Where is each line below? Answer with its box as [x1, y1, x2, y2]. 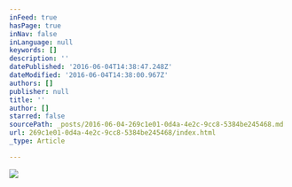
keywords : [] [9, 46, 58, 55]
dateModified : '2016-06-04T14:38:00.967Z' [9, 71, 169, 80]
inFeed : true [9, 12, 58, 22]
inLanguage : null [9, 37, 74, 47]
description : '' [9, 54, 69, 63]
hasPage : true [9, 21, 62, 30]
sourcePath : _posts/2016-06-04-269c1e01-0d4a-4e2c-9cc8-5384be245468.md [9, 121, 284, 129]
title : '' [9, 95, 46, 105]
